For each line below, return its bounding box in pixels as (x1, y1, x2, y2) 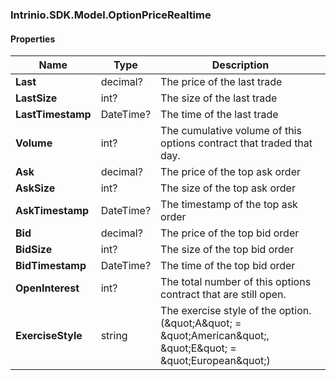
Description (211, 58, 270, 72)
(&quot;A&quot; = (160, 316, 242, 330)
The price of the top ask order (160, 165, 301, 179)
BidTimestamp (15, 259, 87, 273)
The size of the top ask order (160, 181, 296, 195)
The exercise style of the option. (160, 304, 312, 318)
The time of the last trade (160, 108, 279, 122)
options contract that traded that (160, 136, 313, 150)
